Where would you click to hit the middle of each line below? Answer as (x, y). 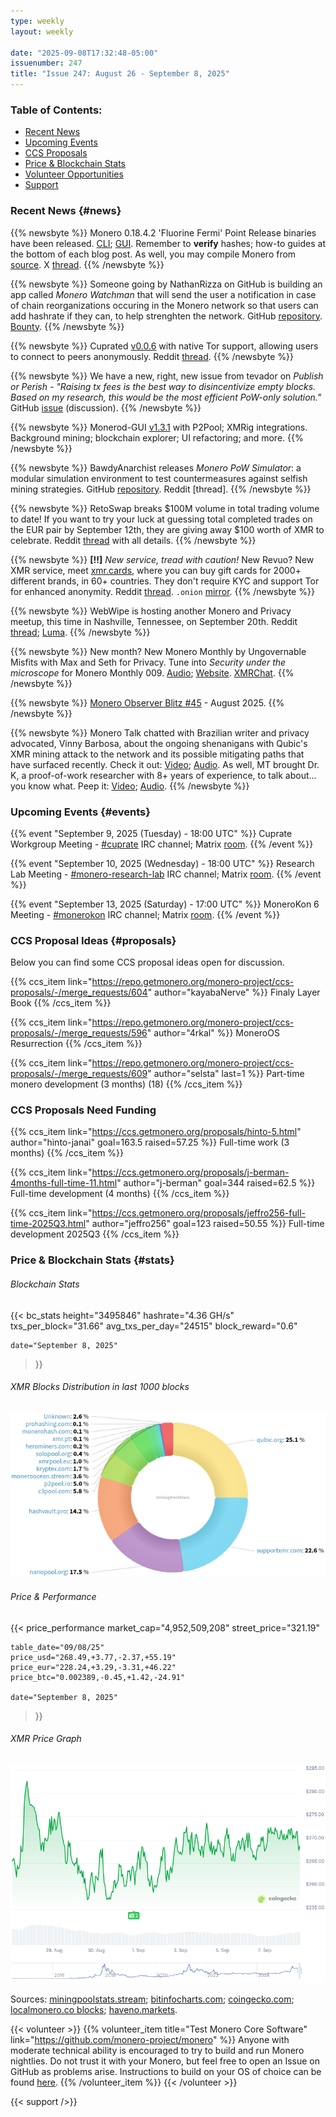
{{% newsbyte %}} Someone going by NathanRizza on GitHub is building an (166, 284)
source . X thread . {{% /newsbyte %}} (87, 264)
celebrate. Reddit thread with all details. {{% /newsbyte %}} (133, 540)
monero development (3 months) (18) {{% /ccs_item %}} (126, 1084)
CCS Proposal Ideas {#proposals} (93, 940)
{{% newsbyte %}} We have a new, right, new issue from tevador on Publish (167, 376)
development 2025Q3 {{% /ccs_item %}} (95, 1234)
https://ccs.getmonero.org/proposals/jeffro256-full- (198, 1213)
